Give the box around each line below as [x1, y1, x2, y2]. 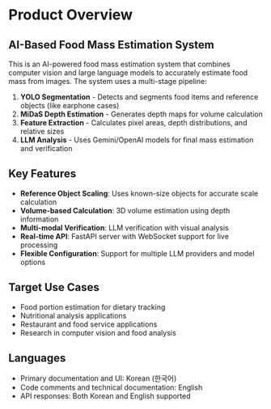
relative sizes [19, 127, 65, 136]
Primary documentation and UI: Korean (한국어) [19, 373, 177, 383]
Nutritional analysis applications [19, 310, 127, 320]
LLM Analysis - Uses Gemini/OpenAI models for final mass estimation [19, 135, 254, 145]
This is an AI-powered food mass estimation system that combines [8, 59, 231, 69]
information [19, 214, 59, 224]
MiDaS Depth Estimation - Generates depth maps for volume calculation [19, 109, 263, 119]
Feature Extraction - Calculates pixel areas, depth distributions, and [19, 118, 248, 127]
